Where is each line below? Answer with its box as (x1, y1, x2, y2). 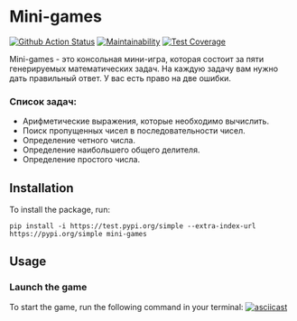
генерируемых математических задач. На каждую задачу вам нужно (9, 63, 278, 74)
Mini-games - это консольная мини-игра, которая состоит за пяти (9, 53, 265, 64)
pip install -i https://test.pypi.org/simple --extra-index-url (9, 222, 256, 231)
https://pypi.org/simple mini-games (9, 230, 147, 239)
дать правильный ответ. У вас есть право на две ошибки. (9, 72, 232, 83)
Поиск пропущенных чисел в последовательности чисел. (22, 125, 246, 136)
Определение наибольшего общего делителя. (22, 144, 200, 155)
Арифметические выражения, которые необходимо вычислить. (22, 115, 269, 127)
